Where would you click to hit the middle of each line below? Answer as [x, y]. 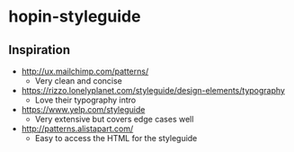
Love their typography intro [85, 100]
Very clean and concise [79, 81]
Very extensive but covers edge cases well [114, 119]
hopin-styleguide [75, 17]
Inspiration [40, 50]
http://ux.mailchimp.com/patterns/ [85, 71]
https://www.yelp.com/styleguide [83, 109]
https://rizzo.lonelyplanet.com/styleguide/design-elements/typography [153, 90]
